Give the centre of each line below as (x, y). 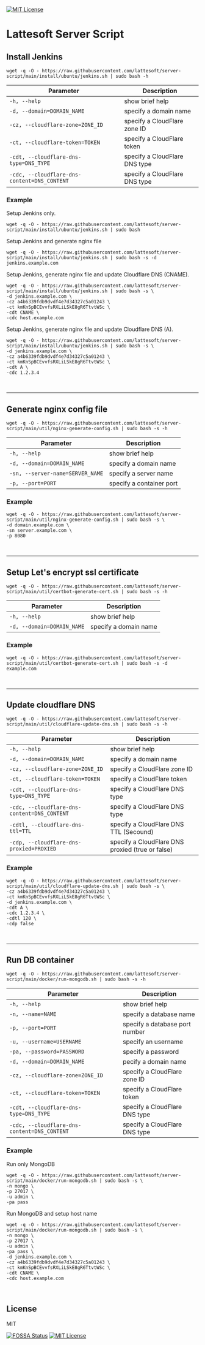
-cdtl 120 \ (21, 918)
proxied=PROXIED (33, 849)
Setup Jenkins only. (31, 213)
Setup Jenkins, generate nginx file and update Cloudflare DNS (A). (90, 329)
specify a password (151, 1052)
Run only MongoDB (31, 1164)
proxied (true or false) (142, 850)
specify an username (153, 1042)
